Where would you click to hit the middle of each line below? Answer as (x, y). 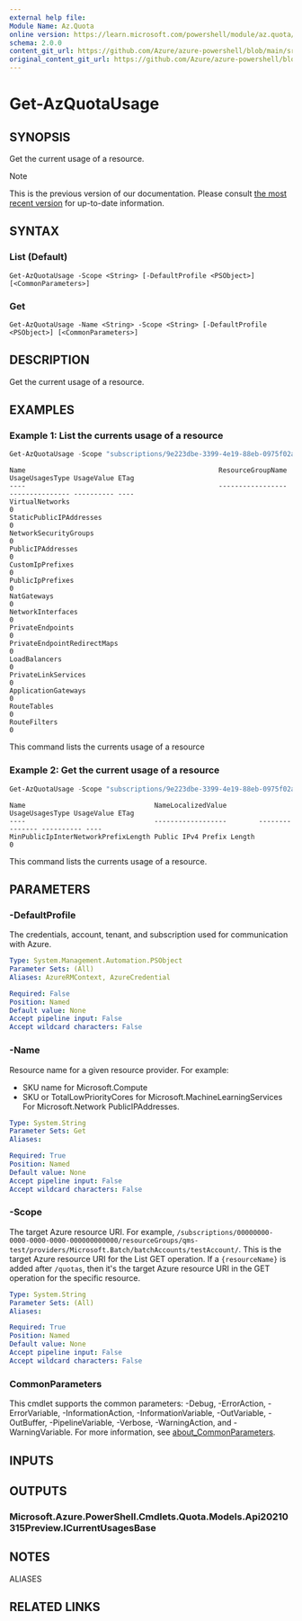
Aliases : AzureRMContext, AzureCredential (90, 977)
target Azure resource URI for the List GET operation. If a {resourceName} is (148, 1258)
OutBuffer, (28, 1423)
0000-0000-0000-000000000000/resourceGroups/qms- (104, 1240)
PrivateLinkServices (48, 676)
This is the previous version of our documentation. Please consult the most (148, 193)
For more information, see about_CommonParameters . (175, 1432)
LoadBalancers (36, 659)
